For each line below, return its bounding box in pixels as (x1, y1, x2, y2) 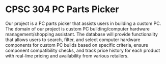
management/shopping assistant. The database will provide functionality (5, 31, 158, 37)
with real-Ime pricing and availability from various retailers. (5, 52, 129, 59)
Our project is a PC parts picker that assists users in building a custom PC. (5, 20, 161, 26)
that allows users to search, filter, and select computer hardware (5, 37, 141, 43)
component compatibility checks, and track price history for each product (5, 47, 160, 53)
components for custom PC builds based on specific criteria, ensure (5, 42, 149, 48)
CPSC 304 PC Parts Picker (5, 4, 119, 15)
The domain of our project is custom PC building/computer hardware (5, 25, 150, 31)
